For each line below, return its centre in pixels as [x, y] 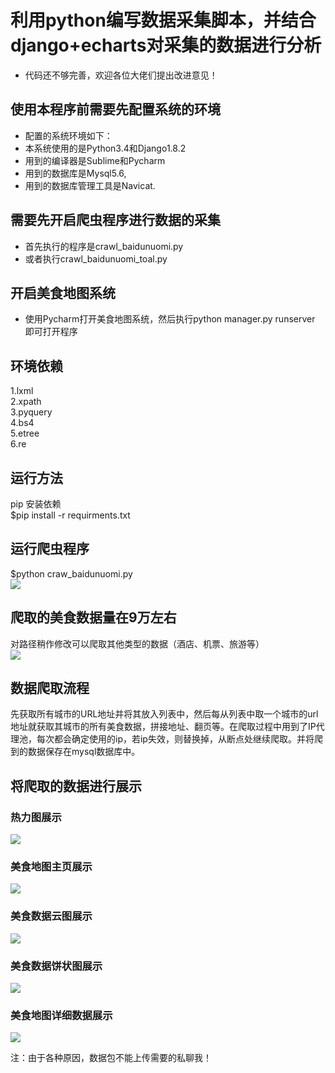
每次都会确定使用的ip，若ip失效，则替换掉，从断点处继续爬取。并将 [175, 739]
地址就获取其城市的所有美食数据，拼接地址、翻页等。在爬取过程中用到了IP [163, 727]
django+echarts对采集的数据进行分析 [166, 45]
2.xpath [26, 402]
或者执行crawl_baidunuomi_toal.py [96, 258]
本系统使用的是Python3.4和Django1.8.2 [105, 148]
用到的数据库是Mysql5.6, [75, 173]
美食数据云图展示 [51, 916]
